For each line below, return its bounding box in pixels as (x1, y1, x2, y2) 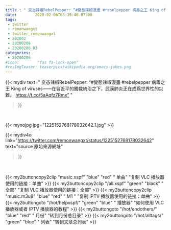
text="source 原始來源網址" (5, 144, 63, 150)
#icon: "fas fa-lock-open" (5, 60, 79, 65)
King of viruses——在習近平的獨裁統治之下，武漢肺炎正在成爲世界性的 (11, 85, 159, 92)
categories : (5, 50, 31, 55)
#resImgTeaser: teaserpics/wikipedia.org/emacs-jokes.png (5, 64, 131, 70)
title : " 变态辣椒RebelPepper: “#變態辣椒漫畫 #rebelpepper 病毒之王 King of (5, 7, 166, 13)
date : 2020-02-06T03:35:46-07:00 (5, 12, 93, 17)
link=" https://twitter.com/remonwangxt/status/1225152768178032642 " (5, 137, 154, 144)
